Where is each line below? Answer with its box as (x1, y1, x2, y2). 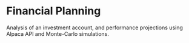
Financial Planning (6, 4, 101, 18)
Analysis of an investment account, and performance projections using (6, 24, 184, 31)
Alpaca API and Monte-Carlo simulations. (6, 30, 109, 37)
